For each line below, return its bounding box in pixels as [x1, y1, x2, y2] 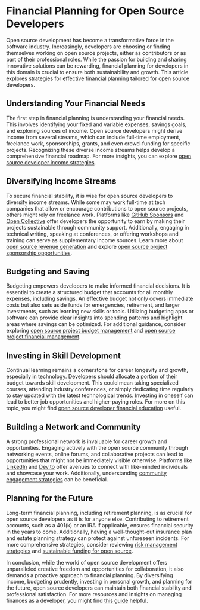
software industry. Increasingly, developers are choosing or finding [6, 43, 171, 50]
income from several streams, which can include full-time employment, [6, 133, 180, 141]
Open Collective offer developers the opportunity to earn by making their [6, 217, 185, 225]
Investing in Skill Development [6, 350, 121, 361]
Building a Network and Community [6, 422, 141, 432]
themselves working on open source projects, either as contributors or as [6, 49, 186, 56]
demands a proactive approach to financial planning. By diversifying [6, 571, 174, 578]
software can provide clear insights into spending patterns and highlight [6, 314, 183, 321]
